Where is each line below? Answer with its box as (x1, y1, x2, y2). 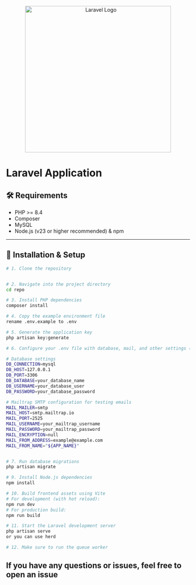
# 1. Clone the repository (6, 266, 72, 271)
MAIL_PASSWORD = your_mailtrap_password (6, 427, 100, 433)
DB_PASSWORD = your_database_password (6, 389, 95, 394)
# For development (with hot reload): (6, 496, 100, 502)
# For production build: (6, 507, 66, 513)
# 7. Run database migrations (6, 458, 80, 464)
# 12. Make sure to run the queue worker (6, 545, 108, 550)
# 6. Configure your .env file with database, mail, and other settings (6, 345, 187, 351)
